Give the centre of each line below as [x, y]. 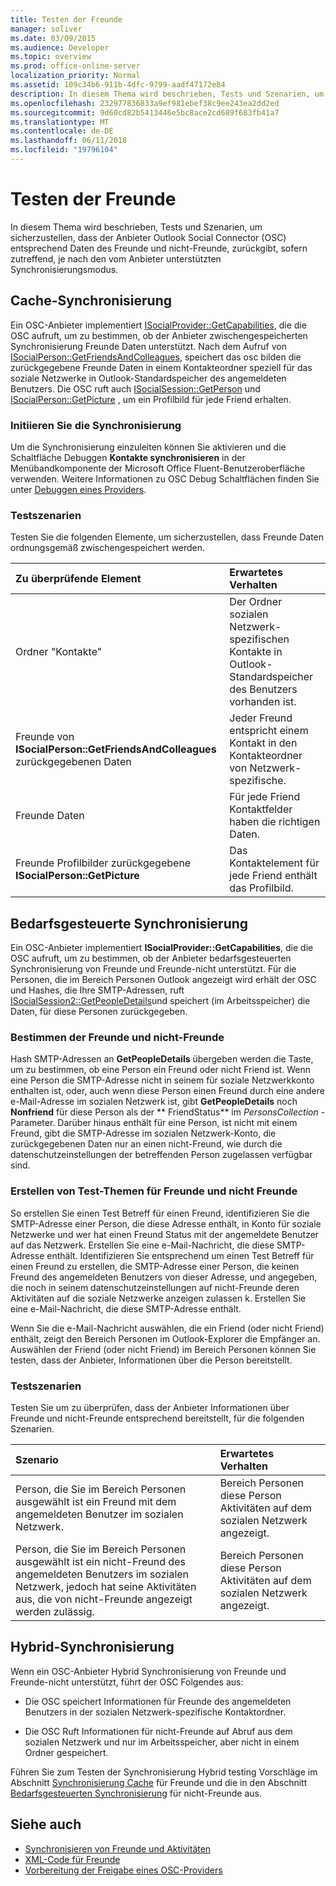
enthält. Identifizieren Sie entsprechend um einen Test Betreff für [180, 1255]
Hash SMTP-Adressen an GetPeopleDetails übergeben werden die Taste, [162, 1059]
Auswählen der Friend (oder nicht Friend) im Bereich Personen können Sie [163, 1349]
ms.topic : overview [51, 57]
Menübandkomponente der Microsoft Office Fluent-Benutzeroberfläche [158, 468]
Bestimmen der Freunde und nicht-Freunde [117, 1037]
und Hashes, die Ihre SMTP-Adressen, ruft [97, 990]
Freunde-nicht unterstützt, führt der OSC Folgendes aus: [127, 1682]
